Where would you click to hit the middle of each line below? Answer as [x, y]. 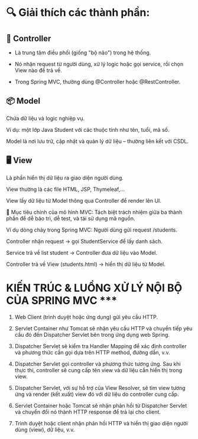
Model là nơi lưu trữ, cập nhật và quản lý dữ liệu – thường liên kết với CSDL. [98, 141]
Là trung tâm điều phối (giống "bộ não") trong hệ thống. [83, 53]
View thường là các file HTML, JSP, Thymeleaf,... [66, 189]
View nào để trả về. [38, 70]
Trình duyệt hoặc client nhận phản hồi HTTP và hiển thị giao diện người [101, 423]
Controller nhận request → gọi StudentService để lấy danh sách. [84, 241]
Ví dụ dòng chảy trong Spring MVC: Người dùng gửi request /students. [92, 230]
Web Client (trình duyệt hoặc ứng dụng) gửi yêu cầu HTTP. [86, 317]
